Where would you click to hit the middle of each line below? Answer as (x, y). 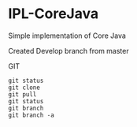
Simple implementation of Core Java (67, 35)
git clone (24, 88)
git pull (22, 94)
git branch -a (31, 115)
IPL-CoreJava (54, 14)
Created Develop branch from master (68, 50)
